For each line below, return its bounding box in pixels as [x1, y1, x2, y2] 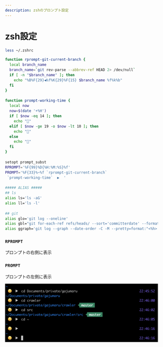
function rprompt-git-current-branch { [5, 57, 86, 62]
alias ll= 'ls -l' [5, 201, 40, 206]
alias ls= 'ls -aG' [5, 196, 42, 201]
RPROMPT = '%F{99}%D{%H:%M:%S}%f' [5, 165, 70, 170]
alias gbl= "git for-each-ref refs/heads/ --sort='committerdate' [5, 221, 140, 226]
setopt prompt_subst [5, 159, 47, 165]
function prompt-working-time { [5, 98, 70, 103]
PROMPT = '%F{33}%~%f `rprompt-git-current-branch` [5, 170, 108, 175]
